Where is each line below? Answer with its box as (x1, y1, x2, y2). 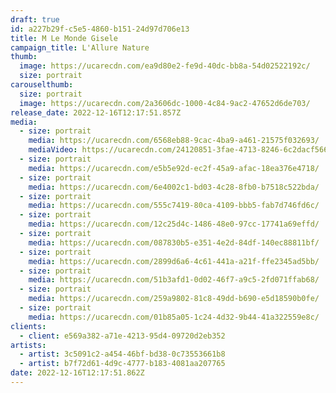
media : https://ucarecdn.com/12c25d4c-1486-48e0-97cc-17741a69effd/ (28, 219, 320, 230)
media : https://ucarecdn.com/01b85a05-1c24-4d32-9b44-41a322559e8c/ (28, 312, 320, 322)
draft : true (10, 14, 60, 25)
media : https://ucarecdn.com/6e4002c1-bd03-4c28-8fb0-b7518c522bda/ (28, 182, 320, 192)
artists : (10, 340, 47, 350)
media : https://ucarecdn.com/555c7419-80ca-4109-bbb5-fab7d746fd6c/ (28, 201, 320, 211)
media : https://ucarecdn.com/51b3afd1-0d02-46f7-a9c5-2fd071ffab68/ (28, 275, 320, 285)
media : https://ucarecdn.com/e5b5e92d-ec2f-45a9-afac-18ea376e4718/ (28, 163, 320, 173)
